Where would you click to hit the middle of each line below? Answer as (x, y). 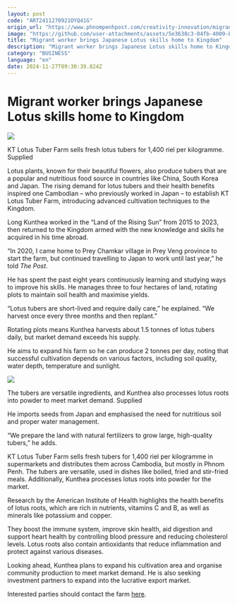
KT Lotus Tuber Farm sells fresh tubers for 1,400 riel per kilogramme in (110, 456)
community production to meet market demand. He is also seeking (104, 572)
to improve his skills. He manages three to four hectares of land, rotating (112, 287)
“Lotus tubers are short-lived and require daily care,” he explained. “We (111, 308)
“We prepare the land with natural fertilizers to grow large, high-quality (110, 435)
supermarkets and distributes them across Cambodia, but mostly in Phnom (116, 463)
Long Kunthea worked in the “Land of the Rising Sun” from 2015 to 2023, (113, 222)
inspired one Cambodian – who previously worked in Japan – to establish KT (118, 193)
